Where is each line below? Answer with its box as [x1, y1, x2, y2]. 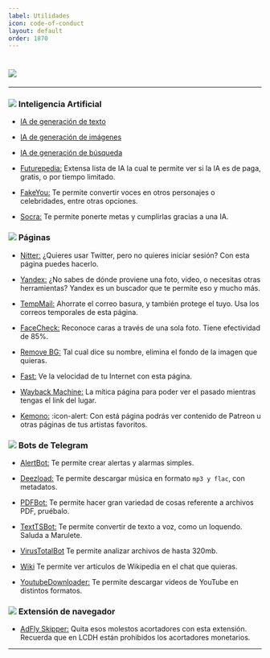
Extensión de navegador [18, 606, 116, 617]
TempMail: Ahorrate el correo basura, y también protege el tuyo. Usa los [19, 299, 260, 308]
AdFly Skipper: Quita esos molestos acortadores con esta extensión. [19, 624, 247, 634]
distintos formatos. [19, 586, 83, 596]
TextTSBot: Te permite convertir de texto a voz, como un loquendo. [19, 522, 243, 532]
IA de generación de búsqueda [19, 148, 123, 158]
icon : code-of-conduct [8, 19, 84, 27]
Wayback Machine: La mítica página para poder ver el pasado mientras [19, 387, 256, 396]
